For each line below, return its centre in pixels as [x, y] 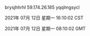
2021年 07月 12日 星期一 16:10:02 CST [44, 18]
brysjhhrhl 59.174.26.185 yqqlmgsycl [42, 7]
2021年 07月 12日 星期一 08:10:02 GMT [45, 28]
